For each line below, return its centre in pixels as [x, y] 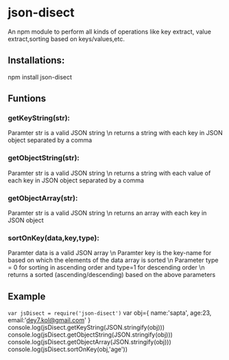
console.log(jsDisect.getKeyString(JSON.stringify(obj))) [86, 328]
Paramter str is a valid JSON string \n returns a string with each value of [109, 173]
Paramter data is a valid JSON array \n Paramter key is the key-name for [110, 253]
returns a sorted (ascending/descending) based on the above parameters [112, 275]
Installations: [36, 61]
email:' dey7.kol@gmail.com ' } [49, 320]
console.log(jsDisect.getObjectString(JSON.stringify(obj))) [91, 335]
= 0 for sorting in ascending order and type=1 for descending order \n [106, 267]
